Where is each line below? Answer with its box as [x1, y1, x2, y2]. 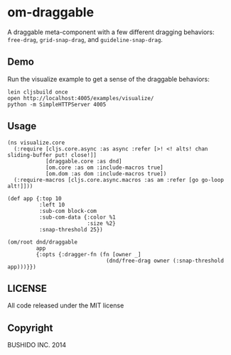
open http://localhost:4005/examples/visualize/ [7, 94, 154, 102]
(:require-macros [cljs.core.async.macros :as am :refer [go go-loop [14, 176, 224, 183]
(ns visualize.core [7, 139, 65, 146]
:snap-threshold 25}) [38, 226, 103, 233]
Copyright [7, 322, 53, 334]
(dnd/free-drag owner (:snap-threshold [105, 257, 224, 264]
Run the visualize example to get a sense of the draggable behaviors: [7, 75, 210, 83]
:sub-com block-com [38, 207, 97, 214]
